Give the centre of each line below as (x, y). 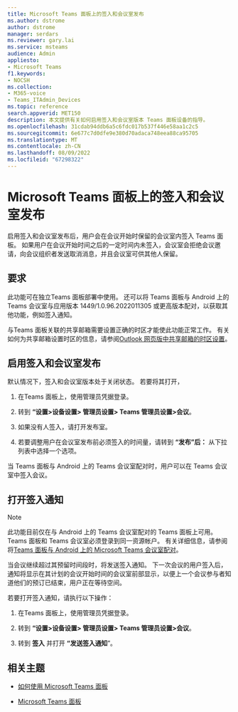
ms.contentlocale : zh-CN (44, 147)
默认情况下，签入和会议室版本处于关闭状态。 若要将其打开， (95, 382)
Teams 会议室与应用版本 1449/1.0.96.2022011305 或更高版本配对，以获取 (115, 305)
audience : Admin (31, 54)
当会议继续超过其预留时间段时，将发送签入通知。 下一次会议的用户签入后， (117, 565)
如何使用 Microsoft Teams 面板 (63, 686)
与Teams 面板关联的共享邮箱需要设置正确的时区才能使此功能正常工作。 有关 (118, 330)
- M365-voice (27, 93)
